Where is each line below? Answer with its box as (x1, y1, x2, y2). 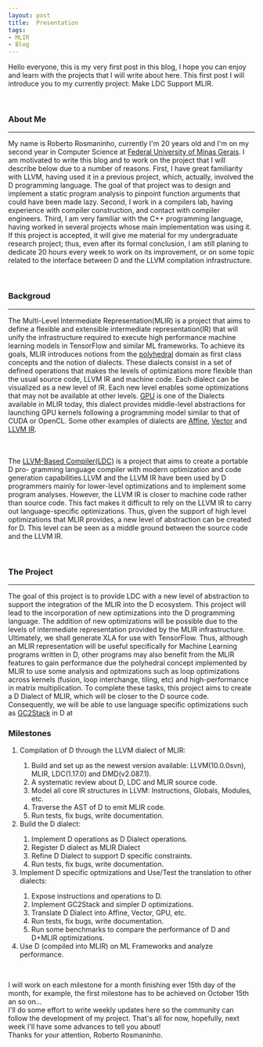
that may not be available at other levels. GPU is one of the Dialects (8, 390, 225, 401)
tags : (8, 26, 26, 34)
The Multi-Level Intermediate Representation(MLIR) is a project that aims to (8, 316, 250, 325)
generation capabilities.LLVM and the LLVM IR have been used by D (8, 473, 227, 482)
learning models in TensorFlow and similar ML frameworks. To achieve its (8, 341, 245, 350)
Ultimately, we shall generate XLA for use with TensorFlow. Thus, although (8, 633, 248, 642)
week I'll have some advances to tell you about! (8, 1022, 161, 1031)
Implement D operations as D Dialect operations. (31, 834, 188, 844)
